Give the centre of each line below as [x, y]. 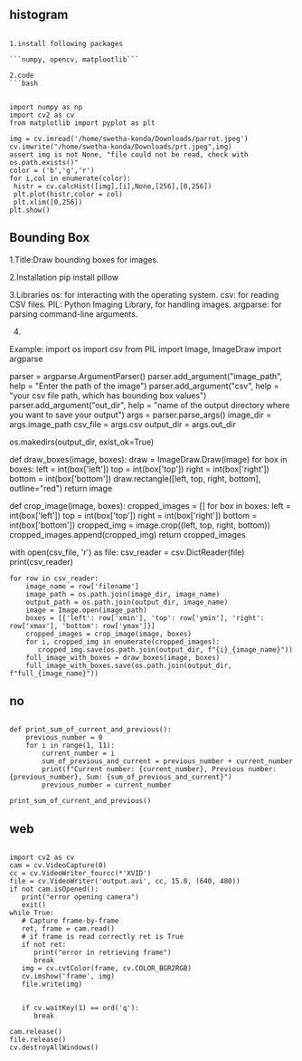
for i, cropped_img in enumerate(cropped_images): [123, 642]
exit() [34, 905]
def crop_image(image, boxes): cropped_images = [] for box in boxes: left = [150, 505]
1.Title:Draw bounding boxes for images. [85, 259]
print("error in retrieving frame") [102, 953]
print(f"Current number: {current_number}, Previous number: [160, 769]
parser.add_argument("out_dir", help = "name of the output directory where [150, 405]
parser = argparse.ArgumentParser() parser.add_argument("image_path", [146, 376]
